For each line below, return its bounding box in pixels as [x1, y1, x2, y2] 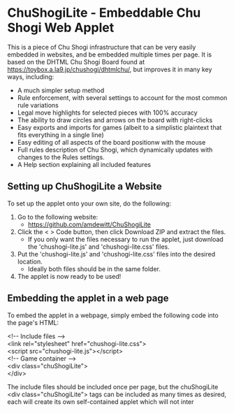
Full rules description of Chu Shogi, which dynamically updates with [17, 145, 213, 154]
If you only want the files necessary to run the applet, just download [27, 235, 224, 243]
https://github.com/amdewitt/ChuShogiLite [27, 220, 152, 229]
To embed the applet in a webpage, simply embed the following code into [7, 311, 219, 319]
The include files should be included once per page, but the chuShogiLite [7, 382, 219, 391]
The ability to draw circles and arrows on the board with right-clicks [17, 115, 213, 124]
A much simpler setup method [17, 86, 105, 94]
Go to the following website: [17, 212, 98, 221]
